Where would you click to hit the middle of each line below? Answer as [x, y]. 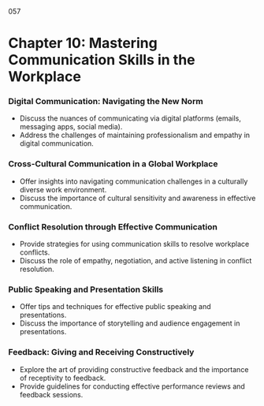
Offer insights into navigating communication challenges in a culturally [134, 181]
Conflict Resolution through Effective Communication [113, 226]
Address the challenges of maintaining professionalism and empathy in [135, 135]
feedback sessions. [51, 394]
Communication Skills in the [102, 60]
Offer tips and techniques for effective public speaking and [115, 307]
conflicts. [35, 252]
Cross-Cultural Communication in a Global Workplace [113, 164]
